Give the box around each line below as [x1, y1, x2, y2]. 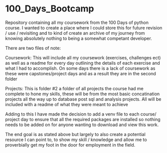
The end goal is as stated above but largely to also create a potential [5, 131, 146, 137]
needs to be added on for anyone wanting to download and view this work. [5, 122, 159, 128]
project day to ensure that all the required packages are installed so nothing [5, 116, 161, 122]
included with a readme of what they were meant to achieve [5, 101, 128, 107]
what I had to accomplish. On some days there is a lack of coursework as [5, 65, 156, 71]
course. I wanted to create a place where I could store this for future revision [5, 24, 163, 30]
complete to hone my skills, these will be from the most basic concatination [5, 91, 160, 97]
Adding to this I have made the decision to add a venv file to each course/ [5, 111, 157, 117]
